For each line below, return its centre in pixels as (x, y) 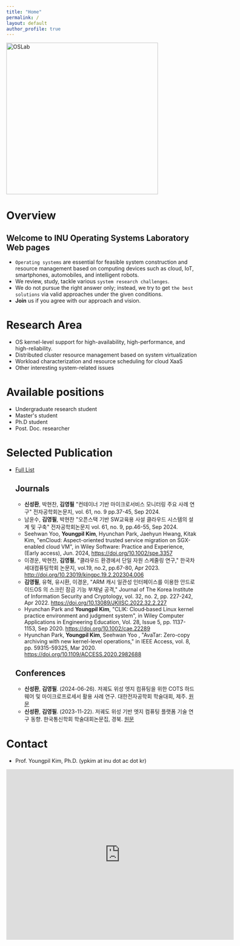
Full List (25, 470)
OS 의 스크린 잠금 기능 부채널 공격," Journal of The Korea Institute (114, 589)
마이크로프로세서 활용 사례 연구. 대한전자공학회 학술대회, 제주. (115, 696)
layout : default (27, 23)
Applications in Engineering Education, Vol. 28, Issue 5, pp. (98, 622)
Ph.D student (31, 422)
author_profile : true (34, 29)
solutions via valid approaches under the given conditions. (89, 294)
